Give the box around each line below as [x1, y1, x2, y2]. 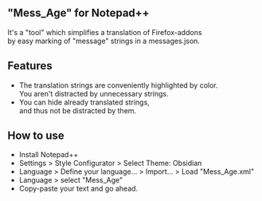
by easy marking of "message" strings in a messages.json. [7, 36, 201, 45]
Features [7, 59, 53, 73]
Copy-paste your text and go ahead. [18, 183, 139, 194]
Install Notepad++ [18, 150, 79, 160]
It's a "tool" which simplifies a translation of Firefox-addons [7, 27, 202, 37]
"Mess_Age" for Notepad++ [7, 6, 150, 20]
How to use [7, 129, 65, 143]
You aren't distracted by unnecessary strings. [18, 89, 169, 98]
